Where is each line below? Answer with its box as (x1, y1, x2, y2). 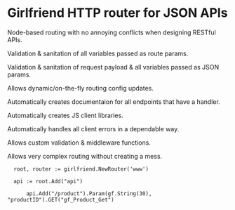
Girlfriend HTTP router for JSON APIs (7, 5, 228, 21)
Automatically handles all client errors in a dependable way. (7, 124, 180, 133)
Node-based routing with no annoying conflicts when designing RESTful (7, 28, 216, 37)
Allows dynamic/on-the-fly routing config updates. (7, 84, 154, 92)
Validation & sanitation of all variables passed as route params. (7, 49, 189, 58)
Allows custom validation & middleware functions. (7, 138, 151, 147)
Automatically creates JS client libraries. (7, 111, 124, 119)
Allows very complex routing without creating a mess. (7, 152, 163, 160)
